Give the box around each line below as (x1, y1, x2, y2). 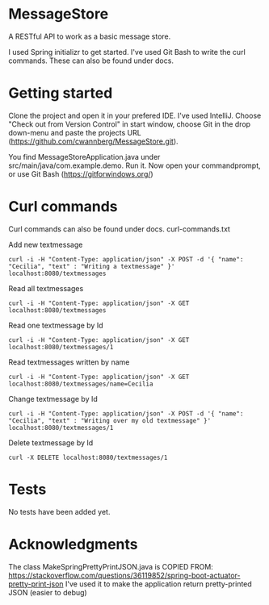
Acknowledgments (8, 535, 139, 553)
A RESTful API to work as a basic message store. (8, 31, 171, 41)
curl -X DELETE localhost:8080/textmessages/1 (8, 453, 168, 461)
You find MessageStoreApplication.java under (8, 152, 161, 161)
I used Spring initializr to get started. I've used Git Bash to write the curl (8, 47, 246, 56)
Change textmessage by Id (8, 394, 99, 403)
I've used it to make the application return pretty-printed (65, 578, 252, 589)
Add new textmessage (8, 240, 83, 249)
